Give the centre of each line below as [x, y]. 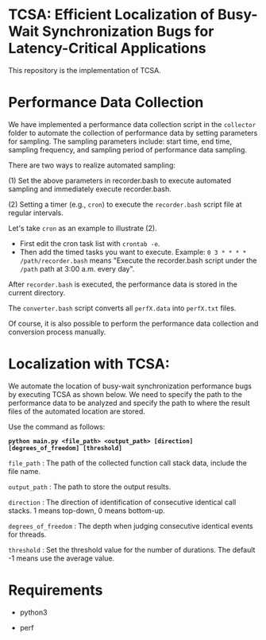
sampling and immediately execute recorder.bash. [90, 189]
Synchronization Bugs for [128, 31]
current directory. [37, 292]
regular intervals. [36, 213]
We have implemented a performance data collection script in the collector [132, 124]
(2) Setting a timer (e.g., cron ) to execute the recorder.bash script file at [125, 204]
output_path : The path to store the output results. [90, 487]
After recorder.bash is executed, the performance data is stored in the [123, 284]
